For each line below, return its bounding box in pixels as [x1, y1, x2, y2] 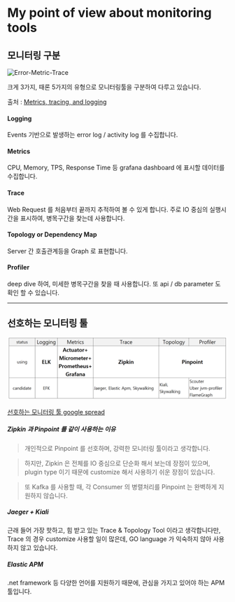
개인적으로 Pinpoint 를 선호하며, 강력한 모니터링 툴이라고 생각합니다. [24, 444, 211, 452]
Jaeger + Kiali [7, 507, 49, 516]
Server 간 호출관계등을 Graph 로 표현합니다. [7, 246, 128, 255]
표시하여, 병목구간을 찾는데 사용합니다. [20, 213, 125, 222]
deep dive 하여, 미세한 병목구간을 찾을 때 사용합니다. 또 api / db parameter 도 [7, 280, 222, 288]
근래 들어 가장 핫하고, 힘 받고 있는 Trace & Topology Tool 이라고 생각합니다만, [7, 526, 221, 535]
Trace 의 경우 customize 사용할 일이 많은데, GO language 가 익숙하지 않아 [7, 535, 212, 543]
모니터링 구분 [7, 49, 61, 61]
